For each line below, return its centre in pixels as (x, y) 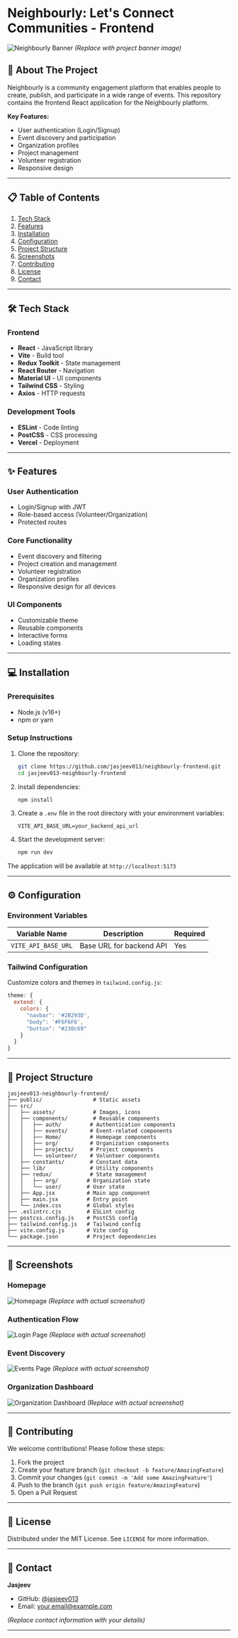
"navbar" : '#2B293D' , (58, 1015)
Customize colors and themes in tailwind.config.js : (85, 983)
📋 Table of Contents (54, 198)
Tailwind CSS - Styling (51, 386)
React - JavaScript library (55, 348)
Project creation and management (67, 564)
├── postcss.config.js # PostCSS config (73, 1218)
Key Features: (28, 116)
